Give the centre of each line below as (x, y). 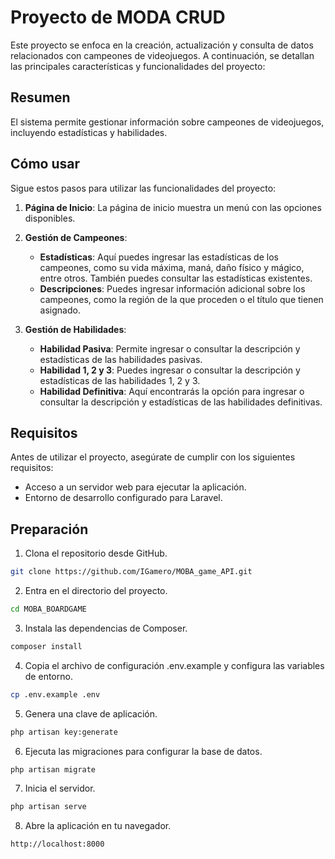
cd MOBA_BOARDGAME (48, 609)
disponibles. (50, 218)
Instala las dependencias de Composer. (106, 628)
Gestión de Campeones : (76, 237)
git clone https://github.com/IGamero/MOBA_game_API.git (131, 572)
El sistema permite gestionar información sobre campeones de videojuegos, (167, 122)
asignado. (60, 310)
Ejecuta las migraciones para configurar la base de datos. (143, 751)
